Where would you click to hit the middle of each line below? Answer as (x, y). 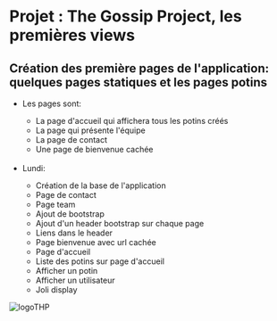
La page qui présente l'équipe (90, 130)
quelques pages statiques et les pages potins (138, 82)
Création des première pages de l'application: (139, 68)
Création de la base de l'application (101, 185)
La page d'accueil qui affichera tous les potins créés (132, 121)
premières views (72, 35)
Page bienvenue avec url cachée (96, 242)
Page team (55, 204)
